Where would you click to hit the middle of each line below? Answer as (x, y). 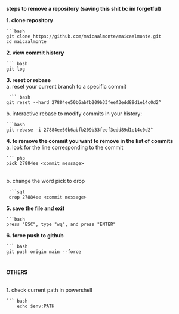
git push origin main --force (44, 252)
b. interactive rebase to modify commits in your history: (74, 114)
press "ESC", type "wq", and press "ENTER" (61, 224)
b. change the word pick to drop (46, 181)
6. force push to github (35, 235)
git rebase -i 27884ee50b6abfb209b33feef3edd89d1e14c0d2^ (80, 130)
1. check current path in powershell (49, 290)
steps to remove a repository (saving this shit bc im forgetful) (84, 9)
